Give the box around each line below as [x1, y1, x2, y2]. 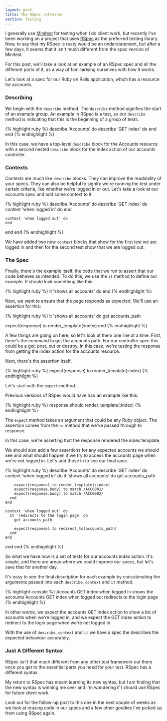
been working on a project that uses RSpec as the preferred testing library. [5, 36, 159, 42]
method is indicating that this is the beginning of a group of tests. [5, 116, 139, 122]
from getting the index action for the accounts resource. [5, 348, 121, 354]
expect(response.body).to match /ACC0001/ [14, 487, 104, 492]
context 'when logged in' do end [5, 206, 72, 212]
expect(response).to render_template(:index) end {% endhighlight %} [5, 323, 148, 329]
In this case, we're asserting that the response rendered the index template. [5, 437, 161, 443]
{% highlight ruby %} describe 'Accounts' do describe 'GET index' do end [5, 126, 157, 132]
